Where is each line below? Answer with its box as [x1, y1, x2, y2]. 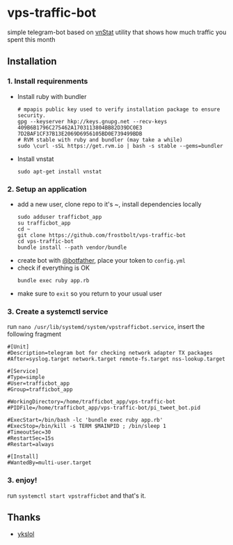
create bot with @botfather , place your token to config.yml [17, 256, 186, 264]
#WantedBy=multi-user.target [7, 459, 92, 466]
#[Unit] [7, 344, 30, 351]
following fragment [7, 330, 61, 339]
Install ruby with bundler [17, 92, 87, 100]
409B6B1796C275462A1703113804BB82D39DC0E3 [17, 124, 143, 131]
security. [17, 112, 47, 119]
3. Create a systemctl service [7, 307, 109, 316]
